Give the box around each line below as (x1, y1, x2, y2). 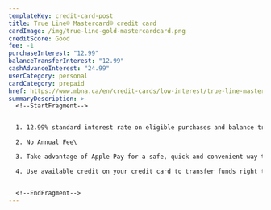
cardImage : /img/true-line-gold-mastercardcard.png (8, 27, 186, 35)
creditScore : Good (8, 34, 70, 43)
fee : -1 (8, 42, 35, 50)
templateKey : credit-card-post (8, 11, 114, 20)
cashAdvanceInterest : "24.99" (8, 65, 110, 73)
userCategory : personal (8, 72, 89, 80)
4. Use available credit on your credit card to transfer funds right (15, 167, 258, 175)
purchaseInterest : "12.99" (8, 49, 99, 57)
